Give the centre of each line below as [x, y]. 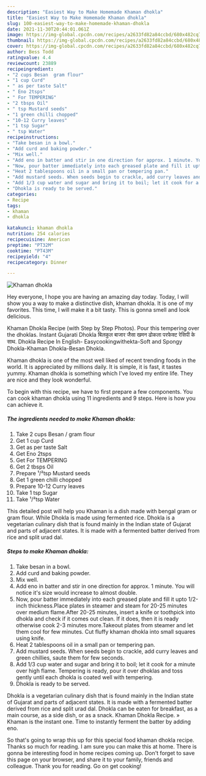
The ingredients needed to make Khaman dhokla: [71, 419]
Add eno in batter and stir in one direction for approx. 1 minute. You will [105, 586]
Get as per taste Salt [42, 447]
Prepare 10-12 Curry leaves [50, 486]
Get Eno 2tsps [34, 454]
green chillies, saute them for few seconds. [70, 658]
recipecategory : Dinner [37, 262]
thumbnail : [21, 40]
